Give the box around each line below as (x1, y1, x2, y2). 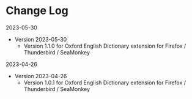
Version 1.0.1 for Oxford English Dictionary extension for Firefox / (23, 79, 186, 86)
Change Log (6, 4, 68, 18)
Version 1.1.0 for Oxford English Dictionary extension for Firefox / (23, 42, 186, 50)
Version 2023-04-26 (14, 72, 67, 79)
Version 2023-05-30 (14, 35, 67, 43)
